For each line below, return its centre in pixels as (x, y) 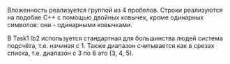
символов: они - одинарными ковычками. (70, 25)
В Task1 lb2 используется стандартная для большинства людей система (115, 38)
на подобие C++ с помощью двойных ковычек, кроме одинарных (106, 17)
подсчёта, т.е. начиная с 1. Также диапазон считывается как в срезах (111, 46)
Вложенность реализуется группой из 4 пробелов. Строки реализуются (115, 10)
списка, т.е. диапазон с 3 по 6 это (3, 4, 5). (70, 53)
